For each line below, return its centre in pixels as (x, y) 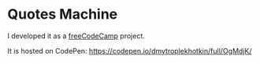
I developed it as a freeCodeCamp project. (76, 36)
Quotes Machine (63, 14)
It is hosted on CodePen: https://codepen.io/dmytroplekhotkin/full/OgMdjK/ (130, 51)
